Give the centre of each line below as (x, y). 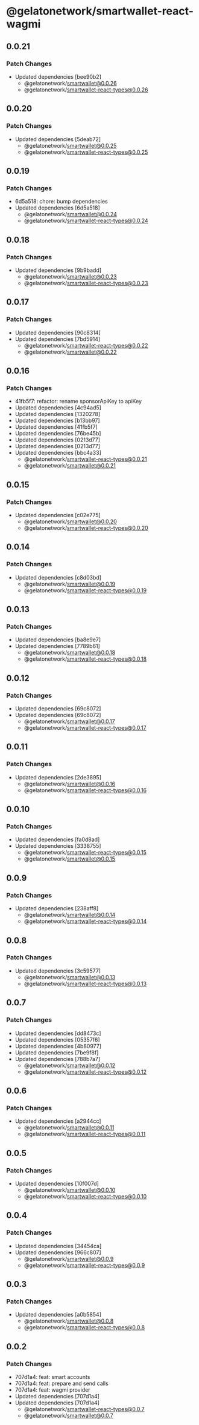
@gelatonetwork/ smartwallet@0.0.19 (70, 584)
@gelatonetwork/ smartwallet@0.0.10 (70, 1190)
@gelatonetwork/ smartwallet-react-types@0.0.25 (86, 152)
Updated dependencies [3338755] (58, 846)
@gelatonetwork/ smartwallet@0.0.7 (68, 1415)
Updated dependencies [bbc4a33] (58, 453)
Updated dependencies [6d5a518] (58, 208)
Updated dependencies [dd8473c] (58, 1033)
